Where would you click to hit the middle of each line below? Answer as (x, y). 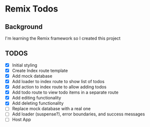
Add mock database (32, 76)
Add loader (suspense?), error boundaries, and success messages (78, 114)
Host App (22, 120)
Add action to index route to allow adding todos (59, 87)
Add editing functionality (37, 98)
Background (24, 27)
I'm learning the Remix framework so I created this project (63, 38)
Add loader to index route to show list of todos (58, 81)
